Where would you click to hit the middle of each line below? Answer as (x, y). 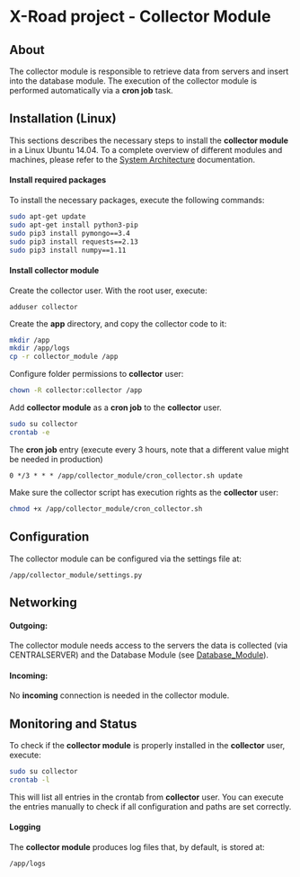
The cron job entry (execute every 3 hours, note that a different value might (149, 449)
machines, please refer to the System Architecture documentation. (132, 159)
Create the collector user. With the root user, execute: (109, 291)
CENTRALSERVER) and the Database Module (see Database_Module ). (139, 655)
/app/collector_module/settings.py (76, 575)
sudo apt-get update (48, 217)
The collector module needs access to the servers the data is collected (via (149, 646)
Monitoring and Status (73, 724)
